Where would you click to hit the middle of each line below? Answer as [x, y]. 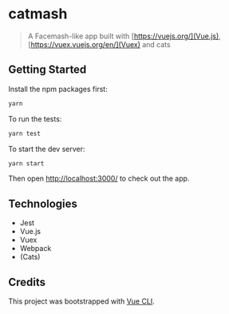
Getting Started [47, 70]
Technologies [43, 203]
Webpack [36, 248]
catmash [38, 14]
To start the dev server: [47, 149]
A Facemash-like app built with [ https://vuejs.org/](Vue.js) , [124, 36]
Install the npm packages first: [58, 89]
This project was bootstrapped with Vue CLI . [82, 301]
